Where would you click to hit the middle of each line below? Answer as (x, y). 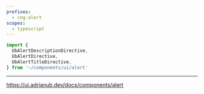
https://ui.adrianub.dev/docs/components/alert (65, 84)
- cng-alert (27, 17)
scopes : (16, 23)
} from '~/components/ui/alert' (47, 67)
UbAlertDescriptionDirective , (50, 51)
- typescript (28, 29)
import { (17, 45)
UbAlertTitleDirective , (42, 62)
